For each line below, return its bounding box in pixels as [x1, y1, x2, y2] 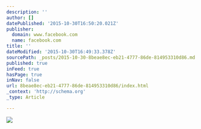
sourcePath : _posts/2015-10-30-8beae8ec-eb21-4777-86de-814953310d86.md [6, 54, 196, 61]
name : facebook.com [12, 37, 62, 43]
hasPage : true [6, 72, 43, 78]
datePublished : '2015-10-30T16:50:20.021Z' [6, 20, 119, 26]
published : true [6, 60, 48, 66]
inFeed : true [6, 65, 40, 72]
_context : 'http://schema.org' [6, 89, 86, 95]
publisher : [6, 26, 34, 32]
